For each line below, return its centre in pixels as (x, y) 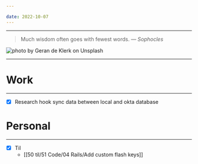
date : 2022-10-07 (27, 17)
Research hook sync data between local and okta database (87, 101)
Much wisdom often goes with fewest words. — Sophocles (92, 39)
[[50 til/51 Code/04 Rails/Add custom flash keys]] (83, 155)
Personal (29, 126)
